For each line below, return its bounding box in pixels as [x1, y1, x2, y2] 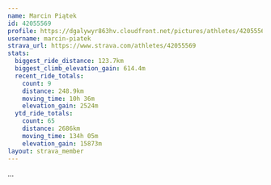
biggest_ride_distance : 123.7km [15, 57, 125, 65]
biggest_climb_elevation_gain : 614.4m [15, 65, 146, 73]
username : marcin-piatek [7, 34, 91, 43]
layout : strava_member [7, 147, 84, 155]
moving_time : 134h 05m [22, 132, 99, 140]
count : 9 [22, 79, 52, 87]
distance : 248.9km [22, 86, 84, 95]
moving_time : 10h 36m [22, 95, 95, 103]
